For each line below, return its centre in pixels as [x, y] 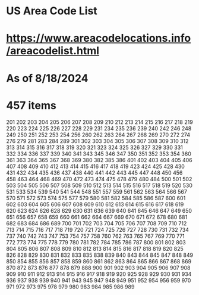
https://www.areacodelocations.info [99, 38]
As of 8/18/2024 [47, 78]
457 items [31, 105]
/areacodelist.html [53, 51]
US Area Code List [52, 11]
